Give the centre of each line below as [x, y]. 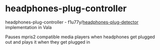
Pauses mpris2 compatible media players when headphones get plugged [80, 37]
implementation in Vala [29, 27]
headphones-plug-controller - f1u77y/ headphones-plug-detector [72, 22]
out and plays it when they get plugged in [48, 42]
